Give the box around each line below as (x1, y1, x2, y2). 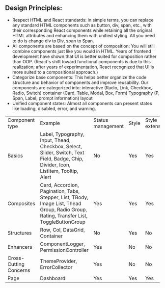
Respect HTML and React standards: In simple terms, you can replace (12, 17, 154, 23)
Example (40, 120, 60, 127)
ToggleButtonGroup (40, 218, 86, 225)
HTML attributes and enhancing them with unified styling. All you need (12, 32, 155, 38)
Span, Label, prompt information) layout (12, 95, 93, 101)
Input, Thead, (40, 137, 71, 144)
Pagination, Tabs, (40, 187, 80, 194)
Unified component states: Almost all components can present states (12, 100, 152, 106)
